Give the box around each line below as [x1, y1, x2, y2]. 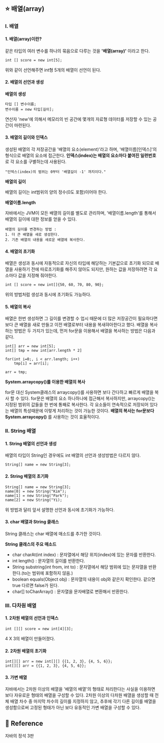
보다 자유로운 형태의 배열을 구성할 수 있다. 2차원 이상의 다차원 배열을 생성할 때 [5, 692, 154, 698]
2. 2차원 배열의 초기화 [5, 648, 47, 653]
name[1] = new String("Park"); [5, 493, 69, 498]
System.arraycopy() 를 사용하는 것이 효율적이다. [5, 414, 100, 420]
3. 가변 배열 [5, 674, 27, 680]
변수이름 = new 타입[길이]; [5, 107, 54, 112]
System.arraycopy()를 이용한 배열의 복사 [5, 379, 86, 385]
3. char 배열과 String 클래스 [5, 519, 59, 525]
